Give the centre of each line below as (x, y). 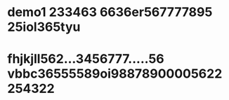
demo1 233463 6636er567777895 (110, 12)
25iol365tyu (44, 27)
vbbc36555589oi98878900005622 (115, 74)
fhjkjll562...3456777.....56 (86, 59)
